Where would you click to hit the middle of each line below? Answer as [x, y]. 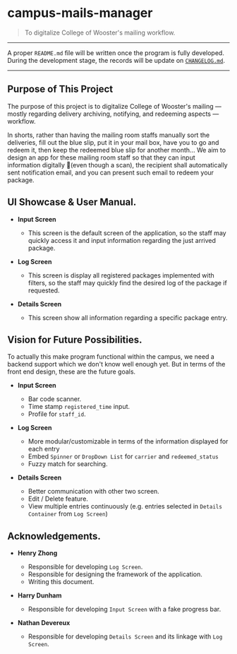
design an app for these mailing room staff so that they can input [101, 157]
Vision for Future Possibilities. [75, 339]
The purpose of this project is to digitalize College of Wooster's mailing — [115, 106]
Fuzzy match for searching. [68, 464]
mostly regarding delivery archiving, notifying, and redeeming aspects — [113, 114]
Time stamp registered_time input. [79, 407]
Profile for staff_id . [57, 414]
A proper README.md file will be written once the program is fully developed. [116, 53]
